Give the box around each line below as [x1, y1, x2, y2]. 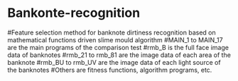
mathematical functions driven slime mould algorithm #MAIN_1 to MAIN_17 [7, 35, 223, 44]
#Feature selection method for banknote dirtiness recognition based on [7, 28, 216, 37]
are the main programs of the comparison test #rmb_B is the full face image [7, 43, 229, 51]
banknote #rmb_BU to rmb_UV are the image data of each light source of [7, 58, 222, 66]
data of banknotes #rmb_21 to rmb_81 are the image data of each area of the [7, 51, 231, 59]
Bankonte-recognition [7, 5, 141, 21]
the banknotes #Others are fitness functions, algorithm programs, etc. [7, 66, 212, 74]
